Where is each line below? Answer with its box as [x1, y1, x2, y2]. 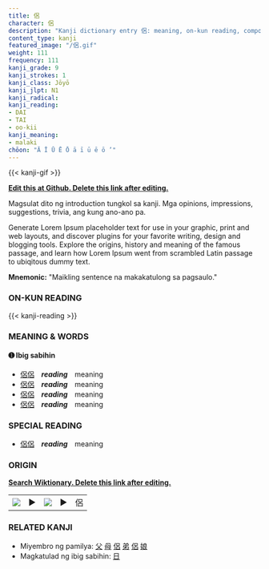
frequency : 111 [8, 57, 59, 65]
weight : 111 [8, 49, 48, 57]
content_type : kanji [8, 34, 78, 42]
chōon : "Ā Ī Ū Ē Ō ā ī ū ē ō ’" [8, 146, 116, 154]
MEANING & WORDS [8, 330, 90, 341]
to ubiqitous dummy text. [8, 257, 90, 267]
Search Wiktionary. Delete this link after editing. [8, 478, 171, 487]
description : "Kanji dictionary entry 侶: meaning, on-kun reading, [8, 26, 240, 34]
